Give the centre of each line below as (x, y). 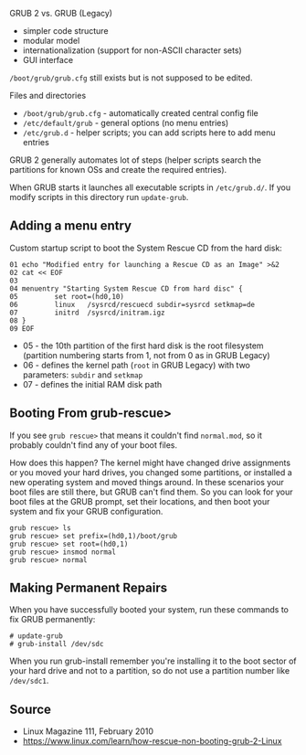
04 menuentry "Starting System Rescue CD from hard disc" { (127, 288)
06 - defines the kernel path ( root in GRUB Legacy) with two (137, 365)
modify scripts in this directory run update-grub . (99, 197)
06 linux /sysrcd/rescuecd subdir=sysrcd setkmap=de (132, 304)
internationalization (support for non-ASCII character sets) (132, 50)
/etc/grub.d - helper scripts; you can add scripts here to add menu (149, 133)
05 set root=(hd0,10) (67, 296)
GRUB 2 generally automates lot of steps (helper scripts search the (136, 160)
